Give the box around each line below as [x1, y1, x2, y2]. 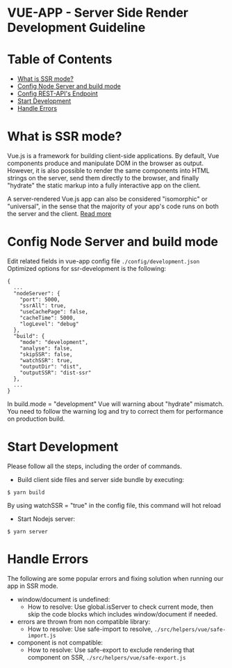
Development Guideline [7, 20, 146, 36]
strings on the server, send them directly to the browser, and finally [7, 174, 199, 182]
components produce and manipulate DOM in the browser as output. [7, 159, 204, 168]
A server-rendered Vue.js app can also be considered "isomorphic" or [7, 195, 208, 203]
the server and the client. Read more [7, 210, 112, 218]
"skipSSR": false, [19, 351, 73, 358]
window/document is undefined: [17, 595, 110, 603]
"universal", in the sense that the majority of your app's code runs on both [7, 202, 219, 210]
